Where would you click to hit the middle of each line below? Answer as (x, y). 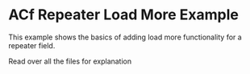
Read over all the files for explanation (70, 61)
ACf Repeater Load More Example (124, 15)
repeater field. (32, 45)
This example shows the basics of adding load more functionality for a (125, 37)
